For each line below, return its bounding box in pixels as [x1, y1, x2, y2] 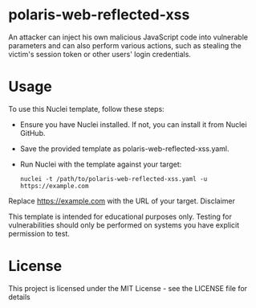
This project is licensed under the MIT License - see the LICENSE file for [8, 283, 247, 293]
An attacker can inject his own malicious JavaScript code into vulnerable [8, 32, 249, 42]
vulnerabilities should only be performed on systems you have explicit [8, 220, 240, 230]
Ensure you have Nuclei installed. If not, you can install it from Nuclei [19, 119, 247, 129]
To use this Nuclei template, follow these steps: [8, 104, 165, 113]
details [8, 292, 30, 302]
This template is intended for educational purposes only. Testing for [8, 211, 233, 221]
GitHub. [19, 128, 46, 138]
